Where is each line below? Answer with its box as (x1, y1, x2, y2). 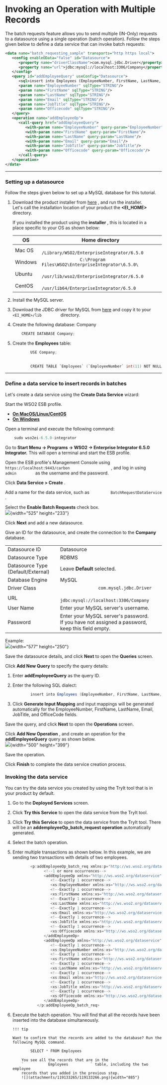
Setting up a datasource (5, 178, 65, 185)
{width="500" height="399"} (10, 742, 70, 748)
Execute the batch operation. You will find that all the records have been (12, 1012, 160, 1018)
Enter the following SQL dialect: (12, 682, 77, 688)
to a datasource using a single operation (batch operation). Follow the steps (5, 36, 160, 42)
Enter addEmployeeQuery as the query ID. (12, 672, 100, 678)
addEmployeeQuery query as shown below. (5, 736, 96, 742)
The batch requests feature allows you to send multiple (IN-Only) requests (5, 30, 158, 36)
